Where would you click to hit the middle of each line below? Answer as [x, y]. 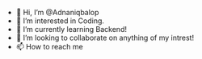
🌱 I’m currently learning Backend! [72, 29]
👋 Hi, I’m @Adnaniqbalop [57, 12]
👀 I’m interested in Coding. [60, 21]
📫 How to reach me [49, 47]
